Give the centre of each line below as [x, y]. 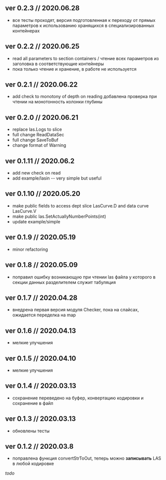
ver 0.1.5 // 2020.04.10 [41, 358]
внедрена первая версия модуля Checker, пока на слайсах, [76, 310]
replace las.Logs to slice [37, 129]
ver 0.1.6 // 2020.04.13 [41, 331]
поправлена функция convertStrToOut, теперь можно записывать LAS [87, 458]
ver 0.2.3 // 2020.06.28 [43, 8]
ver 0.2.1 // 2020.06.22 [41, 85]
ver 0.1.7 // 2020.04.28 [41, 298]
